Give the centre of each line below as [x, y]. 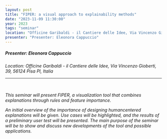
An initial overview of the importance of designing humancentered [73, 110]
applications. [19, 131]
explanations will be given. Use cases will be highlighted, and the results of [82, 115]
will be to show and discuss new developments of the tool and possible [78, 126]
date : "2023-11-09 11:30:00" [35, 19]
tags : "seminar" [22, 28]
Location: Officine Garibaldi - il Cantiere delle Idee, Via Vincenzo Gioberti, [81, 66]
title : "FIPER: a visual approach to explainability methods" [71, 14]
